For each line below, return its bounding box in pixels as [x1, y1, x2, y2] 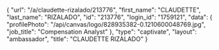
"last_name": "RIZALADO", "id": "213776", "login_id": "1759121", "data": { [6, 13, 213, 21]
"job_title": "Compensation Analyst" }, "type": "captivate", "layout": [6, 27, 197, 36]
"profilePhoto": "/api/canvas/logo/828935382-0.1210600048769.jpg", [6, 21, 206, 28]
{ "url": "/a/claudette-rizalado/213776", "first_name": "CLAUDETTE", [6, 6, 201, 14]
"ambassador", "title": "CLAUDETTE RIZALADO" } [6, 35, 148, 43]
